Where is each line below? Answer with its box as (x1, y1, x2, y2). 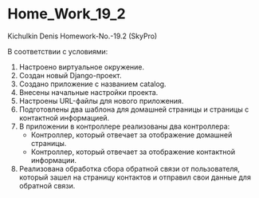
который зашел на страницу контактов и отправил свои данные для (18, 172, 252, 182)
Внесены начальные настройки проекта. (18, 87, 159, 97)
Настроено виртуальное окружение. (18, 61, 145, 72)
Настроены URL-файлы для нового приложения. (18, 96, 184, 105)
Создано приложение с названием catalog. (18, 79, 167, 89)
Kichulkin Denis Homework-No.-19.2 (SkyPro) (7, 31, 158, 41)
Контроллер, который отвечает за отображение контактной (30, 147, 236, 156)
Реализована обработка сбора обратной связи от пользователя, (18, 164, 240, 173)
